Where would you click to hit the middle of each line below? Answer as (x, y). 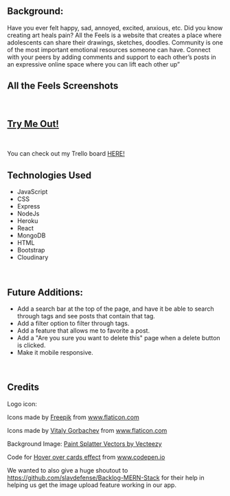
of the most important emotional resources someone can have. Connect (109, 49)
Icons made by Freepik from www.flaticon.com (73, 417)
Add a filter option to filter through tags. (73, 323)
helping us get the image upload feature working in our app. (92, 485)
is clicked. (31, 345)
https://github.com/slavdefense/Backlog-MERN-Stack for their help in (106, 477)
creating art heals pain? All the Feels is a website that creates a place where (114, 35)
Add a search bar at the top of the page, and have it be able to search (115, 309)
